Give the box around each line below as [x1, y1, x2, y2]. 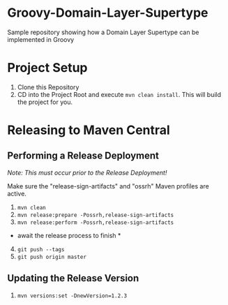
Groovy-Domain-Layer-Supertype [7, 5, 208, 21]
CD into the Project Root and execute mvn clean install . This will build [17, 90, 222, 98]
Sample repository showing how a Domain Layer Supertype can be [7, 28, 199, 36]
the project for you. [17, 98, 73, 106]
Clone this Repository [17, 82, 79, 91]
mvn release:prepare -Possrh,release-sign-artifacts [17, 211, 174, 218]
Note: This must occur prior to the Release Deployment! [7, 168, 167, 177]
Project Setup [7, 60, 89, 76]
